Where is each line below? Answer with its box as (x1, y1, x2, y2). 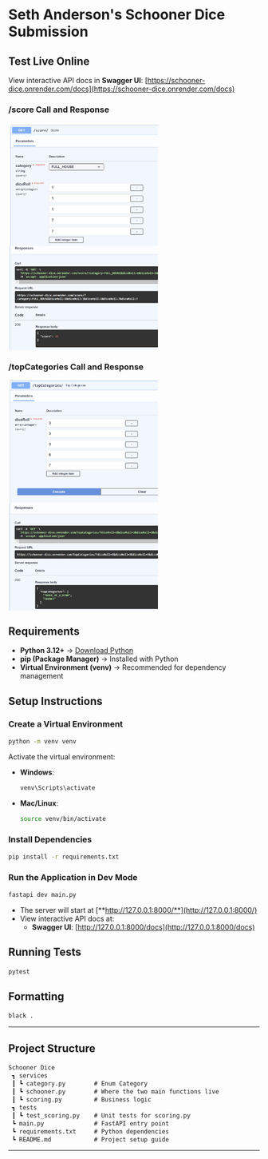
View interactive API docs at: (19, 914, 115, 923)
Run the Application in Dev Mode (8, 871, 138, 882)
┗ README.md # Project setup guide (11, 1136, 170, 1144)
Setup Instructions (8, 694, 103, 708)
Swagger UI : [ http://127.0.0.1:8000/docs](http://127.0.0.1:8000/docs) (31, 922, 255, 932)
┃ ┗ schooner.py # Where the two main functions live (11, 1088, 219, 1096)
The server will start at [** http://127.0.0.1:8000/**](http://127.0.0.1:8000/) (19, 905, 258, 914)
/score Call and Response (8, 104, 110, 115)
